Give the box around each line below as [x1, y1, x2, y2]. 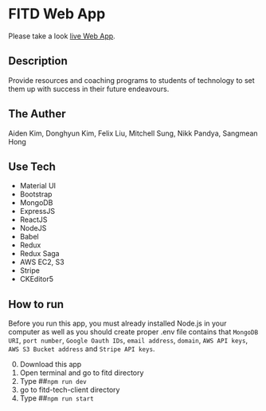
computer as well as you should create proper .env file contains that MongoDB [8, 327, 259, 337]
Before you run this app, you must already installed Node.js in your [8, 318, 227, 328]
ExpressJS [19, 207, 56, 216]
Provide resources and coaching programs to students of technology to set [8, 75, 255, 85]
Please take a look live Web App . [8, 31, 115, 41]
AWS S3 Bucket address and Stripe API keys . [8, 344, 155, 354]
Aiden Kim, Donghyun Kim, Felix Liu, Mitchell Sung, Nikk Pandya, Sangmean [8, 128, 258, 138]
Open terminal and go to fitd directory [19, 368, 144, 377]
